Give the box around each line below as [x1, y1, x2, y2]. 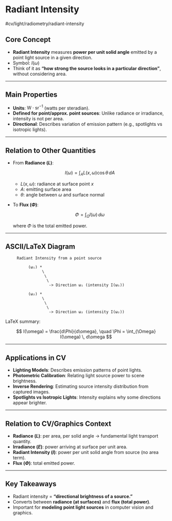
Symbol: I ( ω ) [12, 60, 40, 66]
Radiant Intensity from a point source [16, 256, 102, 261]
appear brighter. [12, 400, 47, 406]
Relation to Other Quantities [5, 146, 96, 155]
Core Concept [5, 35, 51, 44]
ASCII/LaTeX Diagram [5, 242, 75, 251]
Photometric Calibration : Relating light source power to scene [12, 373, 145, 379]
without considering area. [12, 71, 67, 77]
